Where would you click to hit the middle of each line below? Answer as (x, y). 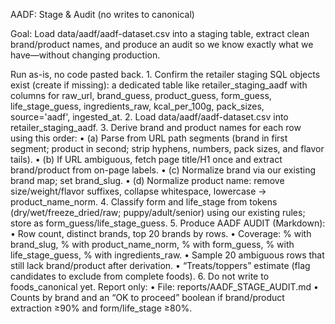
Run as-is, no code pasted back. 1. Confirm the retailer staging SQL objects (165, 74)
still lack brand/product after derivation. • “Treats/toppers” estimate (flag (160, 265)
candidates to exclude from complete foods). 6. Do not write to (140, 276)
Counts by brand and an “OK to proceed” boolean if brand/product (147, 297)
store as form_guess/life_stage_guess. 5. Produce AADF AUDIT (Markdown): (168, 223)
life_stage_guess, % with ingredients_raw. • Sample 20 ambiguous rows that (167, 255)
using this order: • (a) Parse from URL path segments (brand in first (149, 138)
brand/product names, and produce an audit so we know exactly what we (162, 44)
